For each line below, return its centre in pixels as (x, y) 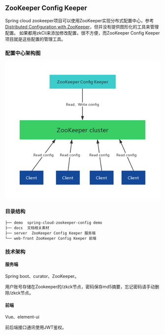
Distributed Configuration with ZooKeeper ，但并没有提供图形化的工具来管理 (82, 27)
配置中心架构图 (23, 53)
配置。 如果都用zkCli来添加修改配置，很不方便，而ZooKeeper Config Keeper (82, 33)
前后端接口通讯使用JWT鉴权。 (36, 328)
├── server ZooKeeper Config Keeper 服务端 (50, 233)
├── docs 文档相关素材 (27, 228)
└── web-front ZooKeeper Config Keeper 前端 (51, 238)
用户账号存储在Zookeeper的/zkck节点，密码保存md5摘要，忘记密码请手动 (80, 286)
